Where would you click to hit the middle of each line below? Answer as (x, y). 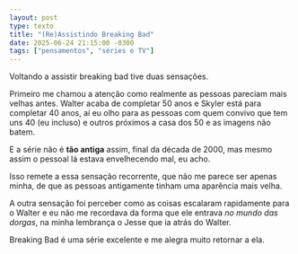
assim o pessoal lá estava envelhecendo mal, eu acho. (110, 159)
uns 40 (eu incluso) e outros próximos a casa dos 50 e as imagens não (140, 123)
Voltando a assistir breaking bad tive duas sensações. (109, 76)
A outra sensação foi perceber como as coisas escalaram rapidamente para (149, 204)
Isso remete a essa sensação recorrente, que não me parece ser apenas (143, 177)
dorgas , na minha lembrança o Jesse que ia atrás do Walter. (120, 223)
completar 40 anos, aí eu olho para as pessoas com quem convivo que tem (149, 113)
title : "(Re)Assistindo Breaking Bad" (82, 34)
